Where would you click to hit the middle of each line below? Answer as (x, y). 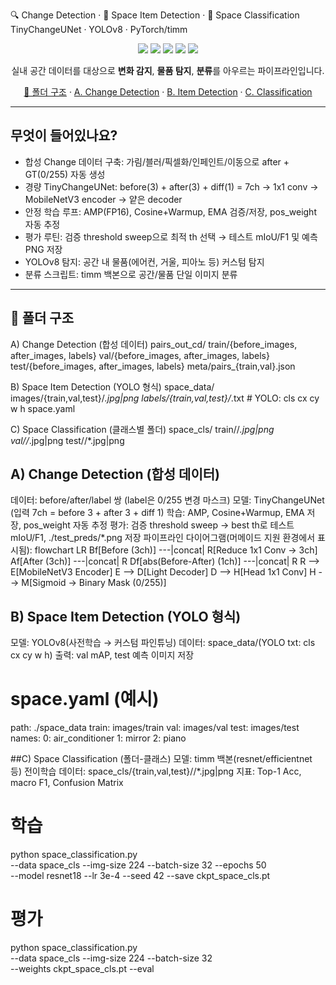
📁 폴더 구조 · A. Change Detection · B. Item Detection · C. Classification (168, 92)
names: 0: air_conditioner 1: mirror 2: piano (98, 738)
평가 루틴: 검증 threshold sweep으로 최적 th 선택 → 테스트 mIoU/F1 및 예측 (171, 236)
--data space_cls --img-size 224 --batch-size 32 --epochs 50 (138, 865)
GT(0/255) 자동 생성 (65, 174)
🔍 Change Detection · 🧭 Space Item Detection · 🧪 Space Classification (155, 15)
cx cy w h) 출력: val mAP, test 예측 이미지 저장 (102, 655)
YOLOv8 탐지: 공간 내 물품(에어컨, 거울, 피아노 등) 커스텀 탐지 (144, 261)
